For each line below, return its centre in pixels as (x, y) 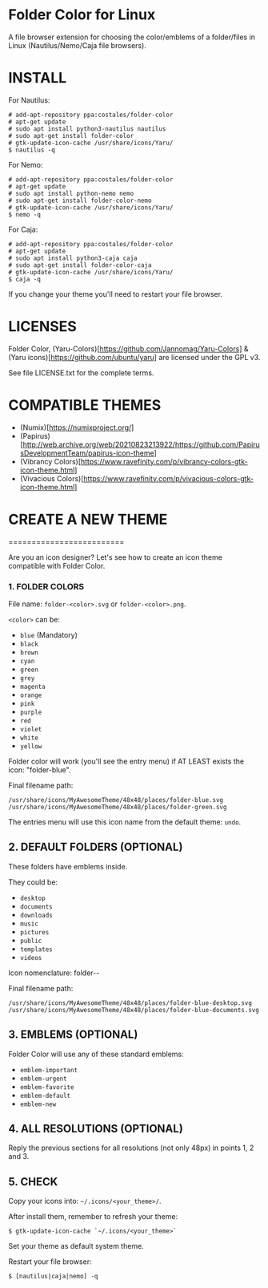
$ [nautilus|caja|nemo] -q (53, 1277)
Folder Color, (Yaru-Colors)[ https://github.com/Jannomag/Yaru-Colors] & (128, 348)
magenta (32, 687)
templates (36, 949)
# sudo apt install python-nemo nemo (71, 193)
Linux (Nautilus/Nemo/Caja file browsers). (77, 45)
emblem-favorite (47, 1087)
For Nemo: (26, 164)
